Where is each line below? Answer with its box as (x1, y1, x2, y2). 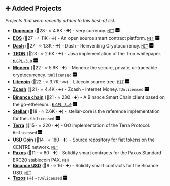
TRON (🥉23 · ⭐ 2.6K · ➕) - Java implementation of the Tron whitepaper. (12, 50, 161, 56)
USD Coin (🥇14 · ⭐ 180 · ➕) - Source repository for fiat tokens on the (12, 136, 155, 143)
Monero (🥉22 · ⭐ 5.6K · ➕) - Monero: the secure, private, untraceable (12, 64, 157, 70)
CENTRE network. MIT (12, 144, 58, 150)
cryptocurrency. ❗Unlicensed (12, 72, 72, 78)
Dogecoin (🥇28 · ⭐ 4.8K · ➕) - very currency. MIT (12, 27, 115, 33)
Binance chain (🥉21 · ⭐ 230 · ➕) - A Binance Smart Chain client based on (12, 94, 165, 100)
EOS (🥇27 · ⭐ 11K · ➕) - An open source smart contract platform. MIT (12, 35, 154, 41)
